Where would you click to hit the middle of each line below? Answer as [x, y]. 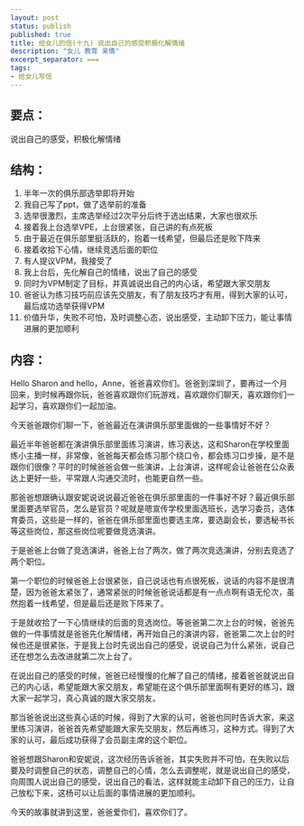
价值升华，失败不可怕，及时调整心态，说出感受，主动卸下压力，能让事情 [157, 318]
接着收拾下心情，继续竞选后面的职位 [91, 250]
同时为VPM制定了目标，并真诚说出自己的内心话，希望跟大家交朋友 [147, 283]
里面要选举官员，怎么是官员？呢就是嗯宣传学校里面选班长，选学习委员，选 [148, 509]
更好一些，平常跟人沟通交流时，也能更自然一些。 [117, 478]
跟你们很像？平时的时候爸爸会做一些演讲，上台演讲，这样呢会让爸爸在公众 [148, 467]
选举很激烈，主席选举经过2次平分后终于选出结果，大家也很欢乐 [140, 216]
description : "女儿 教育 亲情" [65, 51]
